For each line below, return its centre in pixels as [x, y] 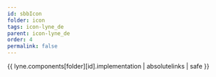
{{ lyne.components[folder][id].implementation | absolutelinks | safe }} [108, 66]
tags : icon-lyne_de [36, 27]
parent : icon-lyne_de [39, 33]
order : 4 [20, 40]
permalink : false [33, 46]
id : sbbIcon [24, 14]
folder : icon [26, 20]
